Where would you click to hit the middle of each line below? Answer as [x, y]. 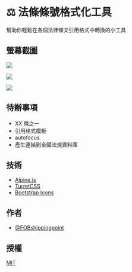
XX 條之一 [27, 123]
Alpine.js [26, 180]
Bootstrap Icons [34, 192]
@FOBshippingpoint [39, 228]
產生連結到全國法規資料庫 [46, 145]
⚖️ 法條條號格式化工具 [59, 12]
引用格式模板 [30, 131]
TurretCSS [27, 187]
